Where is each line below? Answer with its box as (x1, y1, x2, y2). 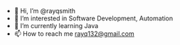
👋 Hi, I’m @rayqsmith (14, 7, 76, 15)
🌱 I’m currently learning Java (14, 22, 99, 30)
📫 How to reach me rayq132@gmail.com (14, 30, 134, 38)
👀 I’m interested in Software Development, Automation (14, 14, 174, 22)
